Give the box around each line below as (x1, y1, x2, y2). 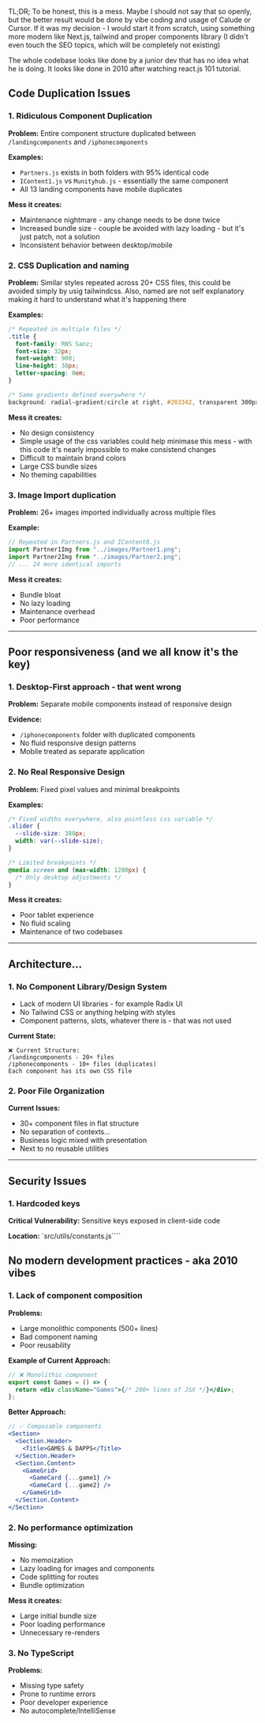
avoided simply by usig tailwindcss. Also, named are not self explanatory (8, 286, 244, 296)
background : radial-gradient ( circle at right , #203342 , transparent (8, 398, 238, 406)
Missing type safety (19, 1681, 84, 1691)
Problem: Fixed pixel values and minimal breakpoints (8, 784, 180, 794)
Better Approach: (8, 1407, 66, 1417)
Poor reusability (19, 1340, 71, 1350)
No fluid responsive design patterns (19, 738, 136, 748)
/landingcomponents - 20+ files (8, 1054, 114, 1061)
